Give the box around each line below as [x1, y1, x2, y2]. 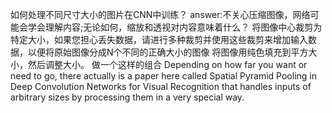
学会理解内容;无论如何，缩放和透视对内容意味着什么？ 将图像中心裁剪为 [27, 21, 323, 33]
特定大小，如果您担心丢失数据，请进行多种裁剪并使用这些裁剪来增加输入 [10, 34, 308, 45]
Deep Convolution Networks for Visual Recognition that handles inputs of [10, 81, 312, 92]
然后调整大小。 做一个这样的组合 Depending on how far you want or [27, 59, 308, 70]
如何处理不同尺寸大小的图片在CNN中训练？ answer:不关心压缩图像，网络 [10, 9, 311, 20]
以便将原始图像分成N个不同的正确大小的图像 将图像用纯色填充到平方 [27, 46, 309, 58]
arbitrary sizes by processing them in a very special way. [10, 91, 245, 103]
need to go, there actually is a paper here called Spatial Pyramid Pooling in [10, 70, 317, 82]
